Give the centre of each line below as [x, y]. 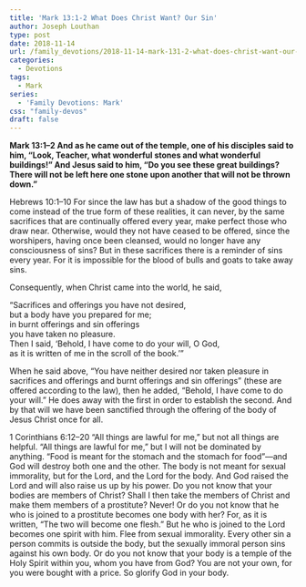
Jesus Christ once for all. [56, 419]
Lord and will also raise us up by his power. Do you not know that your [141, 486]
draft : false [34, 119]
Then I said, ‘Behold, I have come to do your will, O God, [115, 344]
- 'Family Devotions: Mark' [71, 103]
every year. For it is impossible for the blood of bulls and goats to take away [151, 260]
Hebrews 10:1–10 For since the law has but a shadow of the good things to [148, 202]
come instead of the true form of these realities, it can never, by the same [147, 211]
